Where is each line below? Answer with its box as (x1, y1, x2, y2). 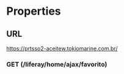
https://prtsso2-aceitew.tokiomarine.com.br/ (6, 45, 118, 52)
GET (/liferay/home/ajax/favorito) (6, 60, 108, 68)
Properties (6, 4, 61, 18)
